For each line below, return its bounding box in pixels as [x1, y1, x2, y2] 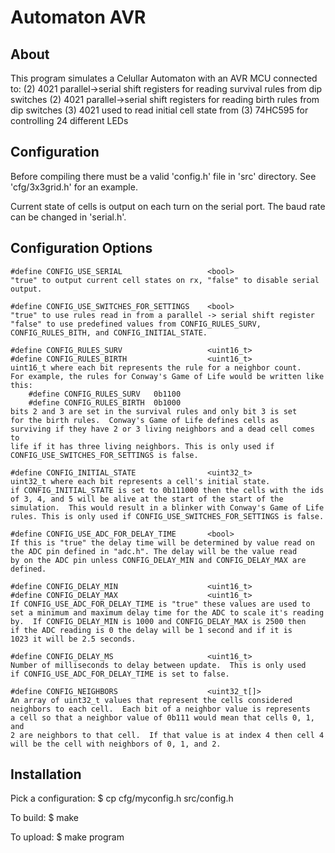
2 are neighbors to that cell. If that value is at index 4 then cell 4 [10, 730, 325, 740]
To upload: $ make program [10, 831, 125, 843]
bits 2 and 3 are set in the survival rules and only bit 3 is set [10, 406, 298, 416]
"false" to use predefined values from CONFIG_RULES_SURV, [10, 319, 262, 329]
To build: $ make [10, 812, 80, 824]
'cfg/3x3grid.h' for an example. [10, 181, 138, 193]
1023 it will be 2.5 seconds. [10, 634, 137, 644]
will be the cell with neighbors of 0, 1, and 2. [10, 739, 222, 749]
